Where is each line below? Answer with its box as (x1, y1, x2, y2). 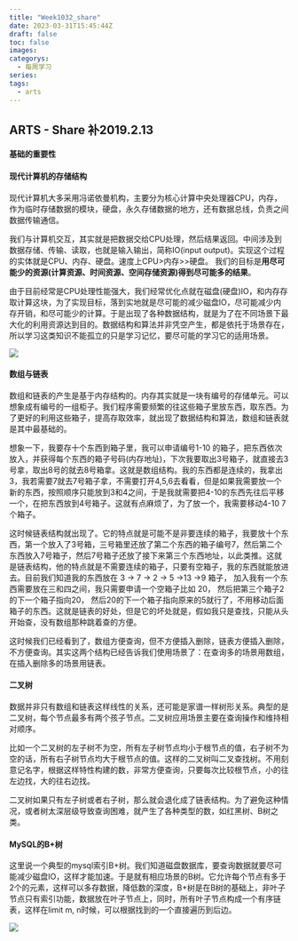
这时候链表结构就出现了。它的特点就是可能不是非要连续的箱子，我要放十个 (9, 528, 281, 538)
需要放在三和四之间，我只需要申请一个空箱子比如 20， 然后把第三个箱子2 (16, 583, 285, 594)
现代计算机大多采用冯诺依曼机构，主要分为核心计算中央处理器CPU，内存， (9, 192, 282, 203)
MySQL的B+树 (9, 839, 64, 849)
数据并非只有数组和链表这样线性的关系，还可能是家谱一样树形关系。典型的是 (9, 701, 289, 712)
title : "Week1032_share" (9, 12, 101, 22)
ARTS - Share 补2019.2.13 (9, 122, 153, 138)
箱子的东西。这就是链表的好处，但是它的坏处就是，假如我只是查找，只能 (9, 605, 273, 616)
